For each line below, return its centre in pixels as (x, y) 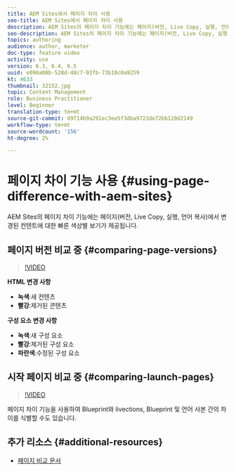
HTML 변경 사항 (29, 282)
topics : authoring (34, 40)
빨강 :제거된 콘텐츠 (42, 305)
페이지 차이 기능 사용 (63, 181)
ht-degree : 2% (28, 138)
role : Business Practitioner (50, 99)
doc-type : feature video (44, 53)
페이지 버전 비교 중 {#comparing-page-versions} (112, 250)
